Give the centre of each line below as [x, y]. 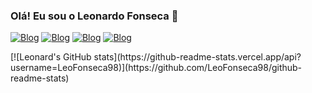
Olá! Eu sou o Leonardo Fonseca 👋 [94, 16]
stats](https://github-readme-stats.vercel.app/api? [197, 57]
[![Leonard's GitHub [51, 57]
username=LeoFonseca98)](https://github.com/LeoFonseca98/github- [156, 68]
